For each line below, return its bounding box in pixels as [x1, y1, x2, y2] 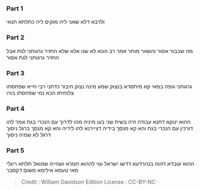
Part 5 [6, 146, 24, 155]
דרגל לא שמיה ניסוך [6, 131, 51, 138]
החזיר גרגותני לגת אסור [6, 54, 60, 61]
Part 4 [6, 104, 25, 113]
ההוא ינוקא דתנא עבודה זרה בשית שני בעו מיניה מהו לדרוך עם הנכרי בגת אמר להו [6, 118, 191, 125]
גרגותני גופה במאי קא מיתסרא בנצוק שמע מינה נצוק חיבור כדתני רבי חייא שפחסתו [6, 82, 193, 90]
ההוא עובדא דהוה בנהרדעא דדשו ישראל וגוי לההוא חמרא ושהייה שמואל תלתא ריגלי [6, 160, 195, 167]
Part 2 [6, 33, 25, 42]
